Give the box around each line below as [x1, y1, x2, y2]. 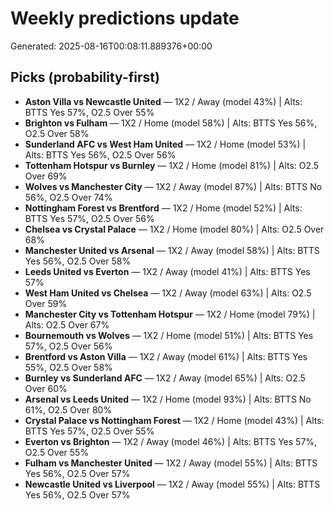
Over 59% [24, 297, 68, 309]
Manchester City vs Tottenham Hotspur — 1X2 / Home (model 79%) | [24, 308, 316, 320]
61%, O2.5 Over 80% [24, 403, 113, 416]
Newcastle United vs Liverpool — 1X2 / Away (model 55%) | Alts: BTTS [24, 478, 321, 490]
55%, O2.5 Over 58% [24, 361, 113, 373]
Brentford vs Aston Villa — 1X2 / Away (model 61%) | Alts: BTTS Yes [24, 350, 308, 362]
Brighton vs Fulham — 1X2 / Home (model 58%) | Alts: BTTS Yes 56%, [24, 117, 318, 129]
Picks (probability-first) [10, 69, 160, 86]
